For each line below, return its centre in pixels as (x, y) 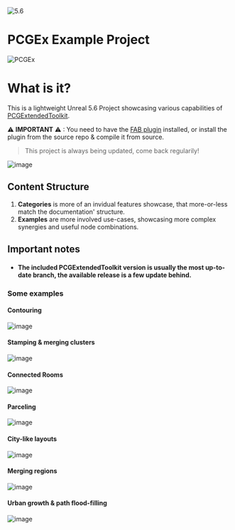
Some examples (35, 293)
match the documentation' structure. (71, 212)
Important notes (44, 249)
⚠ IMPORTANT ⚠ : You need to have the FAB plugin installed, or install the (117, 129)
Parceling (22, 407)
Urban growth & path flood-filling (58, 503)
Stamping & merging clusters (51, 343)
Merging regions (32, 471)
